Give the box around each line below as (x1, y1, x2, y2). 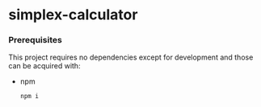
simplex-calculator (8, 6, 138, 24)
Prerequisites (8, 35, 62, 46)
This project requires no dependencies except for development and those (8, 52, 254, 62)
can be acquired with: (8, 61, 81, 71)
